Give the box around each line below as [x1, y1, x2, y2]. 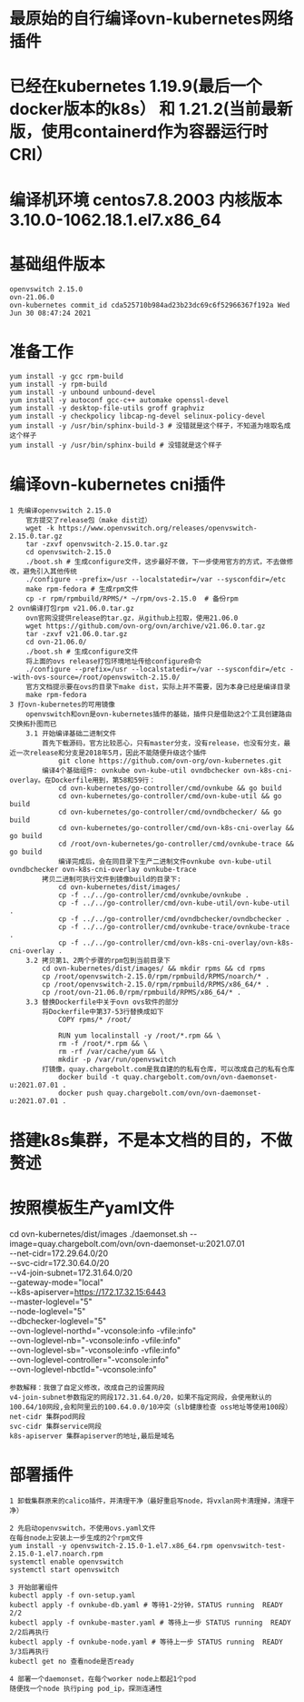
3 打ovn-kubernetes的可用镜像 [9, 700, 115, 710]
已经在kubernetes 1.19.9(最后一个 [9, 76, 262, 96]
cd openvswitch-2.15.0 [25, 548, 112, 557]
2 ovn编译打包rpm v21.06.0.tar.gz [9, 604, 134, 613]
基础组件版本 [9, 254, 106, 274]
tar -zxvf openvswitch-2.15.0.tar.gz [25, 540, 169, 549]
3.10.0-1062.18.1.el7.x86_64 [9, 209, 222, 230]
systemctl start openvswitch [9, 1565, 120, 1575]
